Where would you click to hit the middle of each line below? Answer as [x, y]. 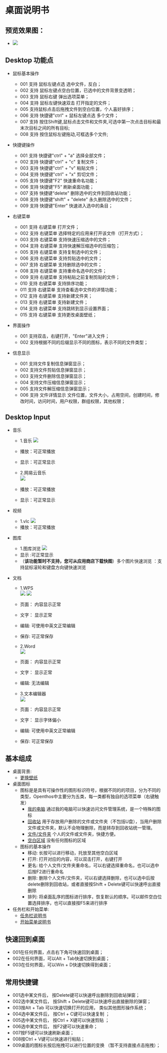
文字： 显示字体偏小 [40, 720]
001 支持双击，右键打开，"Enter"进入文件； [65, 336]
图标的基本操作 [35, 847]
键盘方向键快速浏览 [66, 567]
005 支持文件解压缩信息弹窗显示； [55, 389]
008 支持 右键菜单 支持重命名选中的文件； [63, 271]
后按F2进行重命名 [46, 872]
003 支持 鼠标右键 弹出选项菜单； [54, 96]
